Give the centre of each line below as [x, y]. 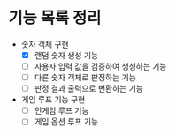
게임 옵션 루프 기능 [66, 122]
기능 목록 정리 [55, 18]
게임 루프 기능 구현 [53, 100]
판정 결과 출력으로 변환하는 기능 [88, 88]
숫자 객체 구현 [45, 44]
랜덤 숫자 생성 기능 [66, 55]
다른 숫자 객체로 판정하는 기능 [85, 78]
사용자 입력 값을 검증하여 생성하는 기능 [100, 66]
